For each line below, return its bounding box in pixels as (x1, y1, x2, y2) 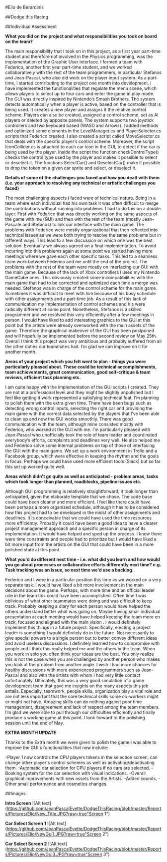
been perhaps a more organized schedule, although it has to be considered (5, 504, 160, 510)
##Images (5, 791, 26, 796)
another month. (5, 349, 37, 355)
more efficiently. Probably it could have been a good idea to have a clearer (5, 520, 158, 526)
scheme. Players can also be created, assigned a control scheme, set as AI (5, 112, 159, 118)
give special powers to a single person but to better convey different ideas (5, 635, 158, 641)
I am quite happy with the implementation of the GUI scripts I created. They (5, 384, 159, 390)
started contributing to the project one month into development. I (19, 80, 152, 86)
